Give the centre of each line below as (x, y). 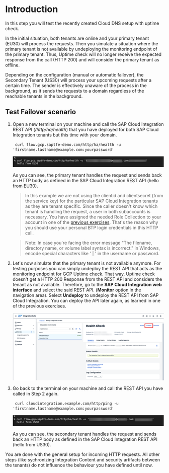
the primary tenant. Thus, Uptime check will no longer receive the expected (83, 54)
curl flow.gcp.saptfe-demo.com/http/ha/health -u (68, 144)
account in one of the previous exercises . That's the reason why (92, 222)
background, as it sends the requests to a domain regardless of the (75, 91)
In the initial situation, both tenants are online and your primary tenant (77, 38)
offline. (13, 65)
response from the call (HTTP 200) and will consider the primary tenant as (82, 59)
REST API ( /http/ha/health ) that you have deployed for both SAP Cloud (86, 129)
